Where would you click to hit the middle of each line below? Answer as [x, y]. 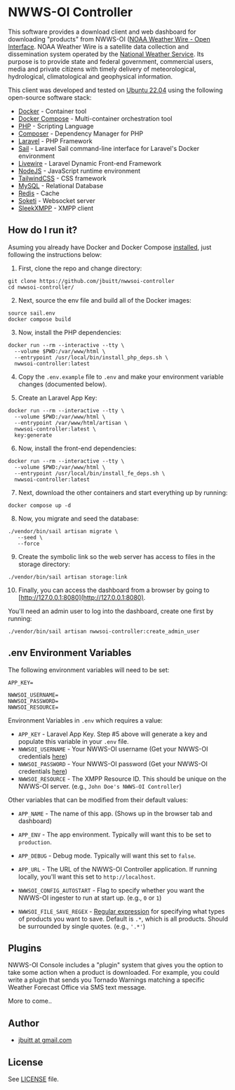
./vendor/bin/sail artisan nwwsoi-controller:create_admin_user [104, 631]
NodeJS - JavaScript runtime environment [79, 171]
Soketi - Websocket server [56, 200]
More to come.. [30, 1001]
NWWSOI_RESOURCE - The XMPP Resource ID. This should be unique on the [122, 779]
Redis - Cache [39, 193]
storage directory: [44, 564]
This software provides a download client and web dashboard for [102, 32]
